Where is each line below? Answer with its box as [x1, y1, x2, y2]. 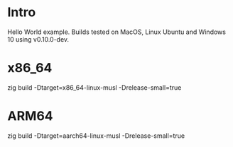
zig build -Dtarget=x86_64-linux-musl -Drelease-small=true [7, 83, 182, 92]
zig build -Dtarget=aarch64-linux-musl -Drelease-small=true [7, 131, 185, 140]
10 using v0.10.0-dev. [7, 35, 70, 43]
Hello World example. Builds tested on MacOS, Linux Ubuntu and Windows [7, 28, 226, 36]
